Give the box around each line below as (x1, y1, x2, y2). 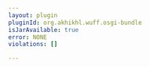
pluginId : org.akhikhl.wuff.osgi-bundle (8, 19, 143, 26)
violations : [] (8, 41, 58, 48)
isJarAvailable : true (8, 26, 79, 33)
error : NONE (8, 33, 47, 41)
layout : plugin (8, 11, 58, 19)
